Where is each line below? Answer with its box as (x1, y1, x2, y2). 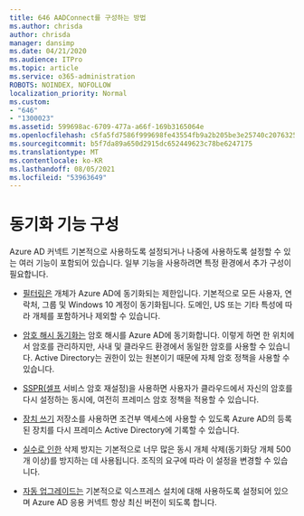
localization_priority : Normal (9, 89, 128, 98)
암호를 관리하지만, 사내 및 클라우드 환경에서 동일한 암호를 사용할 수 (32, 341, 267, 352)
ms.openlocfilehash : (9, 131, 88, 140)
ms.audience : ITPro (9, 55, 83, 64)
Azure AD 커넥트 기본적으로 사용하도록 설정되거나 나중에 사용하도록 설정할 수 (9, 246, 282, 258)
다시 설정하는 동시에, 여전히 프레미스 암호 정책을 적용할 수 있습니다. (22, 394, 260, 405)
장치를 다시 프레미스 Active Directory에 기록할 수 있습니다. (32, 425, 240, 436)
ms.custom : (9, 97, 51, 107)
